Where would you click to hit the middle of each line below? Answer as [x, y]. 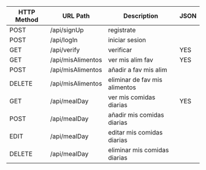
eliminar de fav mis [135, 80]
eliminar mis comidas [139, 150]
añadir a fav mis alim [138, 70]
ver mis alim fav [131, 60]
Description [141, 16]
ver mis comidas [132, 97]
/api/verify [65, 50]
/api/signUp [67, 30]
